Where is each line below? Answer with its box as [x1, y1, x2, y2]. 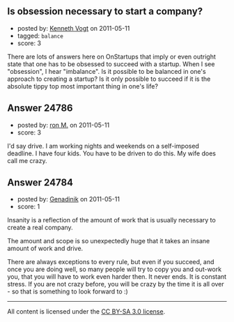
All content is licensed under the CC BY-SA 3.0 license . [7, 307, 166, 316]
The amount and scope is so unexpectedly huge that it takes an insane [7, 237, 210, 245]
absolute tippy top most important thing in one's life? [7, 82, 159, 90]
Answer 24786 [7, 102, 73, 114]
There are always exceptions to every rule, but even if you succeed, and [7, 258, 214, 266]
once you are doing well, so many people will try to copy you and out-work [7, 265, 221, 274]
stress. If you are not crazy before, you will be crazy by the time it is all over [7, 280, 224, 289]
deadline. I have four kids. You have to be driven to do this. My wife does [7, 149, 216, 158]
